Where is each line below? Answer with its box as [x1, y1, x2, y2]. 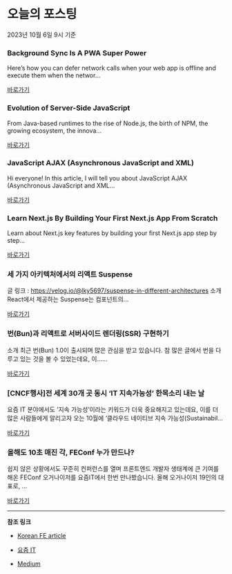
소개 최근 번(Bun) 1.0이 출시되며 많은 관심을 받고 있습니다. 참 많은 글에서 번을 [7, 346, 214, 354]
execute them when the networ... [7, 71, 101, 80]
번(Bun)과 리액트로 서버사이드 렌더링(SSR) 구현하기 [7, 329, 169, 339]
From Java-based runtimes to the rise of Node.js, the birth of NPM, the [7, 119, 209, 127]
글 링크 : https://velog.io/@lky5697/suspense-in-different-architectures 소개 [7, 286, 222, 295]
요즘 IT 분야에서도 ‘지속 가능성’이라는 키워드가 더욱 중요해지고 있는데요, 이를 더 [7, 405, 219, 414]
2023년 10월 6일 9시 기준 [7, 30, 77, 39]
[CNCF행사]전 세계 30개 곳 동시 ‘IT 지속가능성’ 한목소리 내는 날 [7, 388, 205, 398]
